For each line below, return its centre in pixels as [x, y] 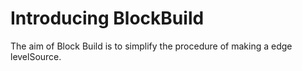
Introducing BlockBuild [107, 18]
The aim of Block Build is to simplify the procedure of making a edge [151, 46]
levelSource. [36, 56]
